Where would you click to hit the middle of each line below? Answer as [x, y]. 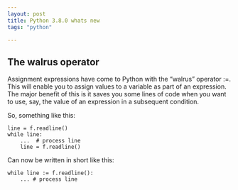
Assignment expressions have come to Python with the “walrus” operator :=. [119, 79]
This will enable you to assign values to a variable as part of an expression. [117, 86]
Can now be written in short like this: [61, 160]
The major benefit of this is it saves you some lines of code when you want [117, 94]
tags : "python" [30, 27]
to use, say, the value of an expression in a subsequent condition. [103, 102]
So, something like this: [42, 116]
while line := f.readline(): [50, 173]
